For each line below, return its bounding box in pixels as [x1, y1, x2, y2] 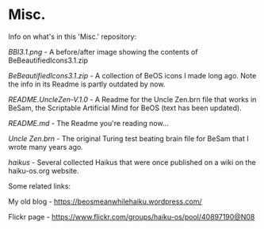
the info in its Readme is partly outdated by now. [8, 79, 166, 89]
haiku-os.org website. [8, 166, 79, 175]
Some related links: [8, 181, 71, 191]
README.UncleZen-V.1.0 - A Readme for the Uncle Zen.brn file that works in [8, 94, 257, 104]
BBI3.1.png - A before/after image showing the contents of [8, 47, 198, 56]
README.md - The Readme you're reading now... [8, 118, 169, 128]
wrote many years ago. [8, 142, 83, 151]
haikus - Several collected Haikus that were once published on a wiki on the [8, 157, 256, 167]
